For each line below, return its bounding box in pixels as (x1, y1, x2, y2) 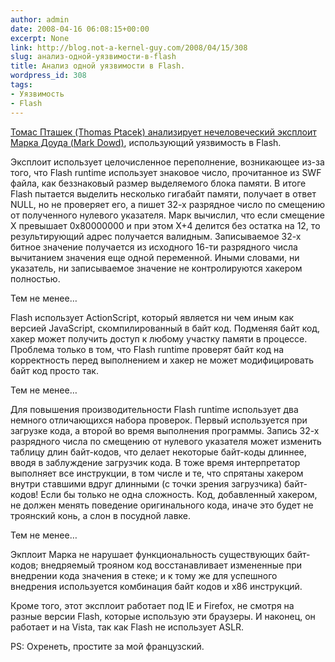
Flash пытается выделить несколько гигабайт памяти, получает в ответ (10, 187, 317, 200)
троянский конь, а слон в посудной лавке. (10, 509, 192, 521)
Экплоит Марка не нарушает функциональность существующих (10, 548, 285, 560)
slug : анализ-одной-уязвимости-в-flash (10, 52, 177, 62)
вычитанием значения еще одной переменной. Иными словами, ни (10, 251, 300, 263)
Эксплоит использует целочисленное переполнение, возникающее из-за (10, 156, 325, 168)
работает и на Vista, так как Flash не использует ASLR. (10, 621, 245, 633)
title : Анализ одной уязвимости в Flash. (10, 61, 186, 71)
